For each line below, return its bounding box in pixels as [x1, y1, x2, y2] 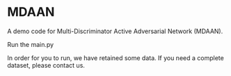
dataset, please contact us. [7, 61, 86, 69]
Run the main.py [7, 40, 54, 48]
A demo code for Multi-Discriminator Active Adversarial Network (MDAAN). [7, 27, 223, 35]
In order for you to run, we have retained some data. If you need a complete [7, 53, 224, 62]
